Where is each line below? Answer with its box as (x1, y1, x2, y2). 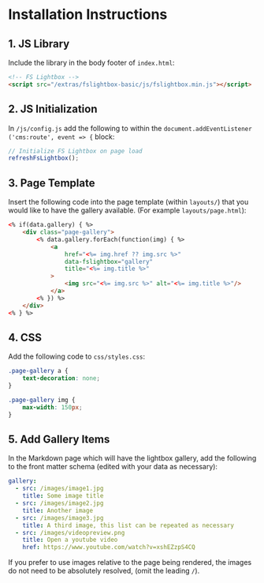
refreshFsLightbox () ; (8, 154, 80, 163)
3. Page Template (8, 176, 95, 190)
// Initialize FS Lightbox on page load (8, 147, 143, 155)
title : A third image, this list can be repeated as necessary (22, 521, 235, 529)
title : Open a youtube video (22, 536, 118, 544)
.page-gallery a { (8, 367, 69, 375)
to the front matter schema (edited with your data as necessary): (8, 462, 218, 472)
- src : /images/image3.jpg (15, 513, 104, 522)
